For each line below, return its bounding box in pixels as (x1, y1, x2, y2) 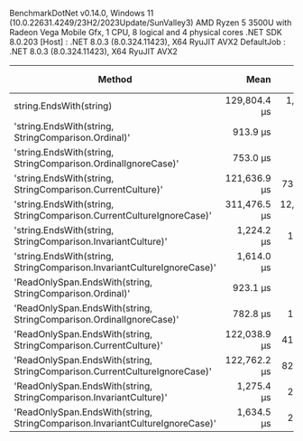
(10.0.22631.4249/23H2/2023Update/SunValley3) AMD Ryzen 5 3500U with (9, 17, 292, 28)
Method (97, 73, 133, 85)
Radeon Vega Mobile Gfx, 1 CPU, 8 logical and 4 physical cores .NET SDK (9, 27, 282, 37)
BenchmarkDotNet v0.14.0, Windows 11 (9, 8, 154, 18)
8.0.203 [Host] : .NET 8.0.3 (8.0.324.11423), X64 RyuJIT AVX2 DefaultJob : (9, 36, 286, 47)
